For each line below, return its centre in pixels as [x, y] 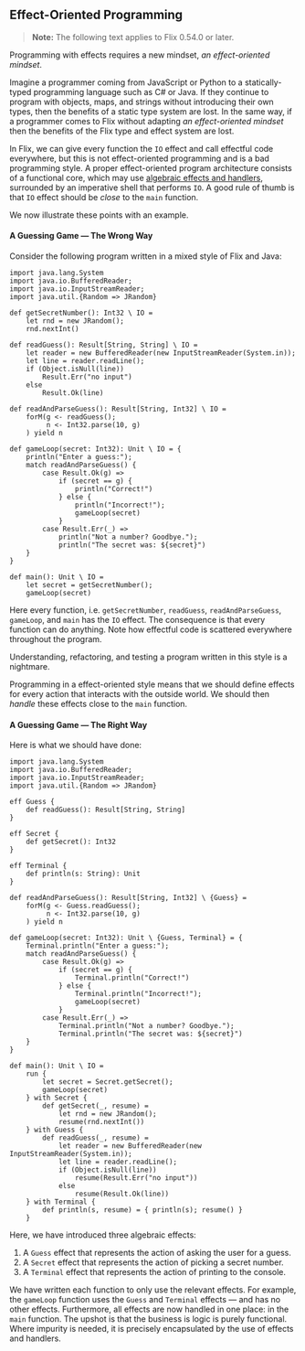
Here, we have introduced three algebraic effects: [103, 1235]
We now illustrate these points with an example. [99, 215]
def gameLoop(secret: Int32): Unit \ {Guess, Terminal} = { [126, 938]
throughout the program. [56, 639]
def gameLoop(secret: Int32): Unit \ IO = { [95, 449]
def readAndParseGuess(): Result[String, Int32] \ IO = [118, 409]
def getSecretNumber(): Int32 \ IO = [81, 313]
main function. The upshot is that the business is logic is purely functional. [148, 1319]
